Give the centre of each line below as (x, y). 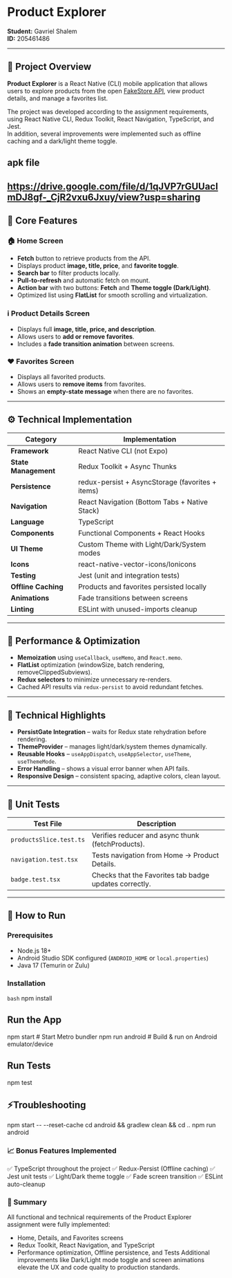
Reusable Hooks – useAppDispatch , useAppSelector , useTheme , (104, 754)
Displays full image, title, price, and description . (87, 329)
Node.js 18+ (34, 950)
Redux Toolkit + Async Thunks (128, 466)
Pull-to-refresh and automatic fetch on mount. (84, 280)
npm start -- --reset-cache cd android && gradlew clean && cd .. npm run (112, 1125)
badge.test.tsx (36, 880)
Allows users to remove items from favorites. (81, 384)
